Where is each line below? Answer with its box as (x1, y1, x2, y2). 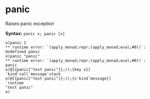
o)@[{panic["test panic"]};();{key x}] (5, 67, 91, 72)
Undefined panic (5, 49, 40, 54)
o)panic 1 (5, 40, 27, 45)
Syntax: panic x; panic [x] (5, 30, 65, 36)
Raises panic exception (5, 20, 54, 27)
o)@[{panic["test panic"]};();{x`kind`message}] (5, 76, 111, 81)
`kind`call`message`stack (5, 71, 61, 77)
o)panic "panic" (5, 54, 40, 59)
